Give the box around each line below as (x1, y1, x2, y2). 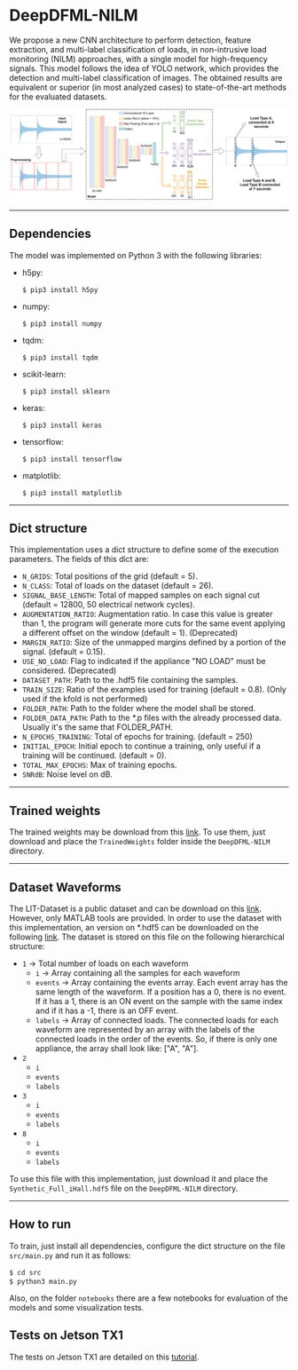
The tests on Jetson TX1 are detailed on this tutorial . (9, 1351, 200, 1362)
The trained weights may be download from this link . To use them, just (9, 827, 266, 837)
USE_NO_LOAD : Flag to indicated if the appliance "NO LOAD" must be (21, 656, 266, 667)
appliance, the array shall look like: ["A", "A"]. (35, 1043, 200, 1054)
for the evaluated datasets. (9, 91, 107, 102)
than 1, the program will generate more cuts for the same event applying (21, 618, 286, 629)
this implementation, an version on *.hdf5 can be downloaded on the (9, 923, 259, 933)
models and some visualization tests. (9, 1302, 145, 1312)
